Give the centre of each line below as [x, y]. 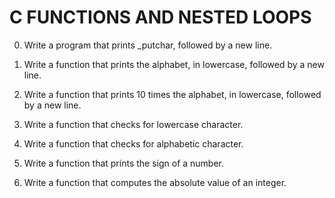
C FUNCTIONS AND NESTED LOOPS [160, 17]
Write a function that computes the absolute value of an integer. [155, 182]
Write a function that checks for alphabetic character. [133, 143]
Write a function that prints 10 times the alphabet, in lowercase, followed [172, 94]
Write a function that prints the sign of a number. [124, 163]
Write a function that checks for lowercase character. [133, 124]
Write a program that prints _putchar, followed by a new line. [148, 45]
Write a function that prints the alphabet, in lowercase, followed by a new [174, 64]
